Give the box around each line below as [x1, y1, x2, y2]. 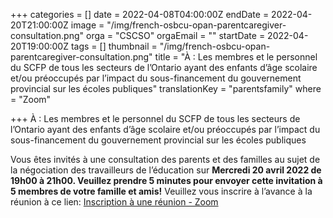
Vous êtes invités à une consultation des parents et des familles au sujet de [10, 154, 321, 165]
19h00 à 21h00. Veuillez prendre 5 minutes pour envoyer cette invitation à [10, 175, 323, 186]
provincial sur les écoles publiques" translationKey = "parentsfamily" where [10, 83, 322, 94]
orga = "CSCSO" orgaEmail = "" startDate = [85, 30, 266, 41]
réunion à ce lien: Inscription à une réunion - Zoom [10, 196, 219, 208]
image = [70, 19, 105, 31]
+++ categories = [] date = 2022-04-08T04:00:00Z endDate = [10, 9, 270, 20]
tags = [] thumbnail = [70, 40, 158, 52]
